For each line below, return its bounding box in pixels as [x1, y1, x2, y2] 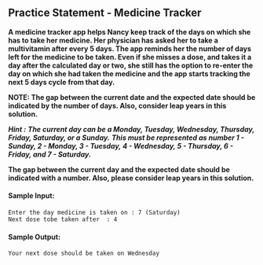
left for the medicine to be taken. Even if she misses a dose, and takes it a [8, 52, 252, 61]
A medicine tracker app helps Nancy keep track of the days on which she [8, 27, 251, 36]
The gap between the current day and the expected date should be [8, 164, 230, 174]
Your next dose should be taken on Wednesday [8, 249, 159, 258]
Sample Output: [8, 232, 61, 241]
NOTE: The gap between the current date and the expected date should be [8, 92, 256, 101]
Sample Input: [8, 191, 55, 201]
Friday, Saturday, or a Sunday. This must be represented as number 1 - [8, 133, 245, 142]
